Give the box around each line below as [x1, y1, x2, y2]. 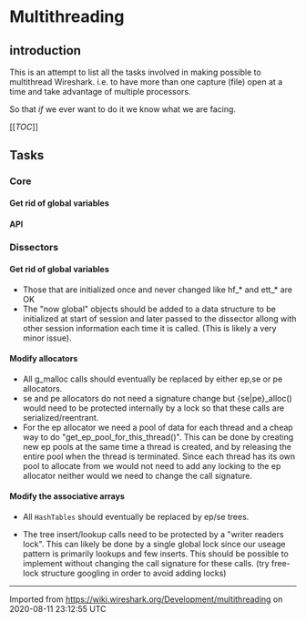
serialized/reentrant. [22, 412, 99, 423]
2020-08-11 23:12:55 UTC [9, 604, 107, 615]
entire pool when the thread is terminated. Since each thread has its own [22, 451, 296, 462]
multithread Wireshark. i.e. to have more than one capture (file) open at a [9, 76, 283, 87]
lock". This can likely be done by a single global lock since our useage [22, 539, 286, 550]
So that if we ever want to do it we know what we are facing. [9, 104, 237, 115]
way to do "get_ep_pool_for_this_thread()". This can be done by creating [22, 431, 294, 443]
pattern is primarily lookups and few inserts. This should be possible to [22, 548, 289, 559]
